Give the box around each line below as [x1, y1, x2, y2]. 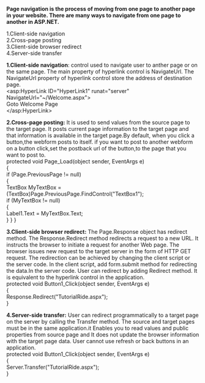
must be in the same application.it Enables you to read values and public [6, 324, 189, 332]
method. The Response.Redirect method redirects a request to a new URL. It [6, 235, 199, 242]
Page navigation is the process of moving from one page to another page [6, 6, 196, 12]
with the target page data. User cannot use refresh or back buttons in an [6, 338, 189, 344]
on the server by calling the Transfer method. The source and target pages [6, 318, 195, 325]
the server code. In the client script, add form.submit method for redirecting [6, 261, 198, 268]
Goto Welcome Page [6, 100, 58, 108]
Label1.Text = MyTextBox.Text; [6, 210, 83, 217]
